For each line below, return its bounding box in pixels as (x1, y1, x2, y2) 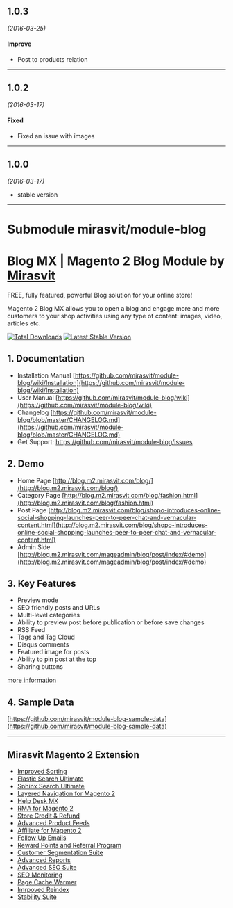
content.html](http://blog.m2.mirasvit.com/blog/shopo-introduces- (17, 521, 208, 529)
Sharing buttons (17, 663, 64, 671)
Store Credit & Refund (17, 811, 80, 820)
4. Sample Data (7, 696, 74, 708)
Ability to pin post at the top (17, 655, 97, 663)
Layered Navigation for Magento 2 (17, 789, 116, 798)
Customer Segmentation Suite (17, 848, 103, 857)
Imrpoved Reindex (17, 886, 69, 894)
